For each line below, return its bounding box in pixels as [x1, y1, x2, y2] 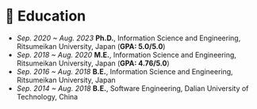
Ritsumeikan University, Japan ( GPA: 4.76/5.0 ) [16, 58, 170, 68]
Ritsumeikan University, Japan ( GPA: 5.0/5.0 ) [16, 41, 166, 51]
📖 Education [5, 7, 86, 25]
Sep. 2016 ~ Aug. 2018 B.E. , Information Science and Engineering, [16, 66, 233, 76]
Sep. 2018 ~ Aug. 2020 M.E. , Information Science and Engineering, [16, 50, 237, 59]
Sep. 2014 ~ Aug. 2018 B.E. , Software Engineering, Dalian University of [16, 83, 249, 93]
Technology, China [16, 92, 79, 101]
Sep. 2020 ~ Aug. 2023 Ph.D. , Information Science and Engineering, [16, 33, 241, 43]
